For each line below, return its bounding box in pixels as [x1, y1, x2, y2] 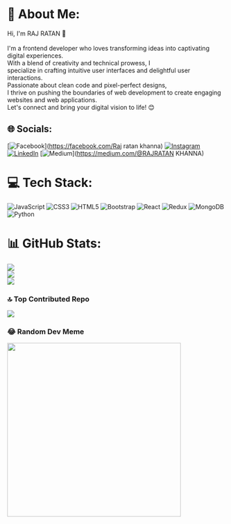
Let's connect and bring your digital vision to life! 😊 [7, 103, 155, 111]
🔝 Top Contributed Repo [7, 294, 90, 304]
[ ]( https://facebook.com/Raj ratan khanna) [7, 142, 163, 150]
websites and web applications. [7, 95, 98, 104]
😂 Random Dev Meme [7, 327, 85, 336]
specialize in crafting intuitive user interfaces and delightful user [7, 66, 191, 74]
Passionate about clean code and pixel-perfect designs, [7, 81, 167, 89]
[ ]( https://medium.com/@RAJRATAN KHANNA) [40, 149, 205, 157]
